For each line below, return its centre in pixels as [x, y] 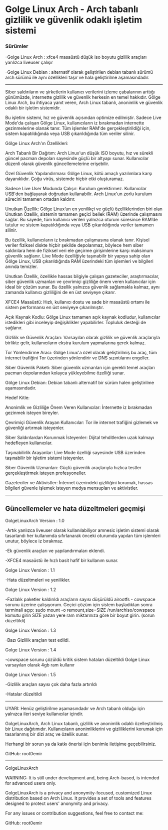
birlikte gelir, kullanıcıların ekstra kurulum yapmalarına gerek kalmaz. [75, 343]
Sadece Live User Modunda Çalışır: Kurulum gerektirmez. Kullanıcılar [76, 189]
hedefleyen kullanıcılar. [29, 443]
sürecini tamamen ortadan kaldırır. [40, 199]
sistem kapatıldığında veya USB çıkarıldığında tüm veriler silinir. [70, 133]
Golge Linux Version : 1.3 [31, 630]
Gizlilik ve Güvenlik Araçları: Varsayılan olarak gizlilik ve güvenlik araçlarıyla [82, 338]
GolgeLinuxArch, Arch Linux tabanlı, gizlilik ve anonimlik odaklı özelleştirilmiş [84, 724]
